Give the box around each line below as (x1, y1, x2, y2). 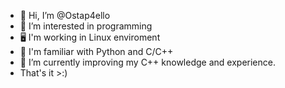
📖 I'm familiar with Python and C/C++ (19, 46, 174, 57)
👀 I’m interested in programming (19, 20, 153, 32)
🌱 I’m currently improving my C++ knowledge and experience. (19, 56, 276, 68)
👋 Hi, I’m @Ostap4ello (19, 10, 111, 21)
